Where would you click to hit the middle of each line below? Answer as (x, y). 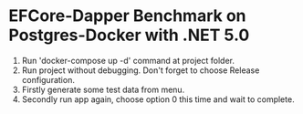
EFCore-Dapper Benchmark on (127, 16)
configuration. (48, 79)
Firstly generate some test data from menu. (103, 89)
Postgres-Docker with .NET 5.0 (129, 35)
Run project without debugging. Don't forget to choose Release (141, 70)
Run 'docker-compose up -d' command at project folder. (128, 60)
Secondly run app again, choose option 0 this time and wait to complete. (158, 99)
